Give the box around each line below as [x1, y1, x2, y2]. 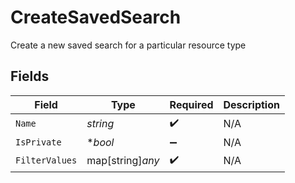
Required [169, 97, 214, 111]
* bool [86, 135, 115, 149]
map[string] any [86, 154, 160, 168]
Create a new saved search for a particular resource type [10, 39, 247, 51]
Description [223, 97, 280, 111]
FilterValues [15, 155, 78, 166]
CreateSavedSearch [10, 6, 182, 29]
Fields [10, 68, 50, 85]
